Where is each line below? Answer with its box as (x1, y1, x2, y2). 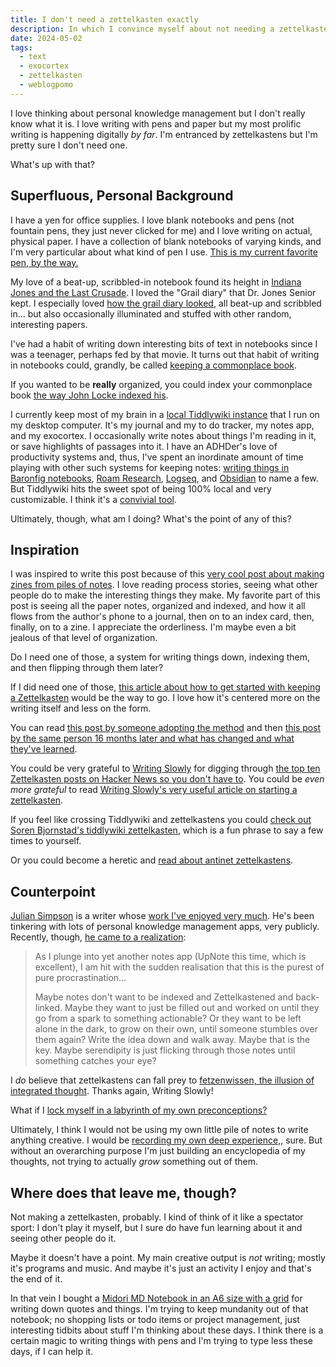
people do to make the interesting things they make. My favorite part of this (10, 589, 321, 601)
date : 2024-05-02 (10, 33, 83, 43)
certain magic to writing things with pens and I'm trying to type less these (10, 1335, 313, 1346)
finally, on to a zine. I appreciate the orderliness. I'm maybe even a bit (10, 621, 297, 633)
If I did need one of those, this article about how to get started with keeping (10, 681, 321, 693)
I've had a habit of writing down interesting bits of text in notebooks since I (10, 337, 318, 350)
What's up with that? (10, 158, 95, 170)
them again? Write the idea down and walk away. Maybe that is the (34, 1034, 311, 1046)
